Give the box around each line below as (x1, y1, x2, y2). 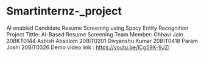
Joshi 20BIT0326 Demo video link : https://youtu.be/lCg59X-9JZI (6, 44, 170, 51)
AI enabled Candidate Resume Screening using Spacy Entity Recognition (6, 24, 189, 32)
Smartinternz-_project (6, 4, 122, 18)
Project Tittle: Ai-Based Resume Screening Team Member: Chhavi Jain (6, 30, 184, 38)
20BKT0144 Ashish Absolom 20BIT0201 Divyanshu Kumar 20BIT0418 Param (6, 37, 198, 44)
